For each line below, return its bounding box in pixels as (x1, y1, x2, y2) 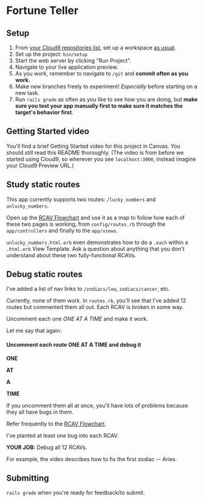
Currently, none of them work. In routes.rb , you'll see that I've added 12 (6, 297, 186, 304)
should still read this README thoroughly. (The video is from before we (6, 148, 184, 156)
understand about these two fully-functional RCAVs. (6, 251, 137, 259)
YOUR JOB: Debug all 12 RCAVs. (6, 444, 87, 451)
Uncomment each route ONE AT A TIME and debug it (6, 341, 141, 349)
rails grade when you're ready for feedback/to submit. (6, 489, 145, 497)
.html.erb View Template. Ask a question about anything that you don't (6, 245, 185, 253)
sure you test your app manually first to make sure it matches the (15, 102, 183, 110)
